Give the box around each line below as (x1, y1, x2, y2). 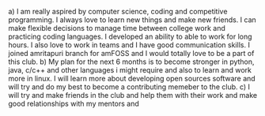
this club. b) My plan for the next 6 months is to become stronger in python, (8, 57, 255, 66)
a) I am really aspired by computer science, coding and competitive (8, 7, 228, 16)
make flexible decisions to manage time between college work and (8, 24, 225, 32)
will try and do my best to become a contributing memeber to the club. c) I (8, 82, 251, 92)
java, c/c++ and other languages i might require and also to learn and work (8, 65, 252, 74)
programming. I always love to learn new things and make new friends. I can (8, 15, 257, 24)
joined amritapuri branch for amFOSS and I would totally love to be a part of (8, 49, 255, 58)
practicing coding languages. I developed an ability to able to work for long (8, 32, 252, 41)
